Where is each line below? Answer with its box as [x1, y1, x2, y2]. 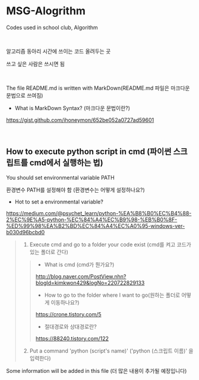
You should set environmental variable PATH [6, 174, 115, 181]
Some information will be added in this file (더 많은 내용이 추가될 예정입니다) [6, 367, 187, 374]
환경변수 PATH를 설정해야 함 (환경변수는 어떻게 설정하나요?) [6, 186, 146, 193]
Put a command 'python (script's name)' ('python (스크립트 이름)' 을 [29, 347, 194, 354]
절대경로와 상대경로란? [44, 323, 97, 330]
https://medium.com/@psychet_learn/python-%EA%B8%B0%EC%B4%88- [6, 209, 192, 216]
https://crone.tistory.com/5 [35, 310, 102, 318]
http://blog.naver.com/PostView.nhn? [35, 272, 127, 280]
